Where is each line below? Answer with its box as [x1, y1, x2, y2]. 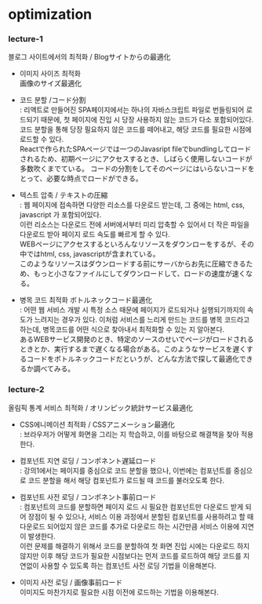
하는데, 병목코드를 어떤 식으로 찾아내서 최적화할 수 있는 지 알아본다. [19, 325, 225, 334]
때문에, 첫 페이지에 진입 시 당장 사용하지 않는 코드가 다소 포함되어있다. [40, 115, 254, 125]
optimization [8, 5, 93, 24]
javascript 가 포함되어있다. [19, 210, 102, 220]
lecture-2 [8, 384, 45, 395]
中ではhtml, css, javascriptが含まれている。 [19, 249, 160, 259]
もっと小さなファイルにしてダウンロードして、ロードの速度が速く [33, 269, 246, 278]
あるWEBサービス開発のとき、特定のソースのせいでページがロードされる [19, 335, 254, 344]
